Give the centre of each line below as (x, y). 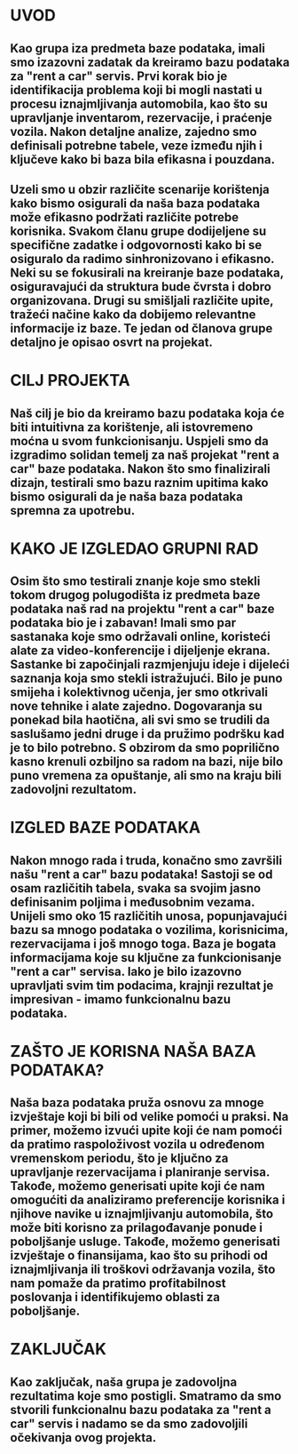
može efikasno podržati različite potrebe (124, 217)
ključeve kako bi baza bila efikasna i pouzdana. (143, 160)
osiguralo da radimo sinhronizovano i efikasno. (142, 259)
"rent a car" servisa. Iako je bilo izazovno (126, 971)
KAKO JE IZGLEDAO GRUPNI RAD (134, 548)
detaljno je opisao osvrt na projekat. (112, 342)
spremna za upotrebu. (73, 511)
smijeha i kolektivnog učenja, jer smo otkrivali (139, 693)
